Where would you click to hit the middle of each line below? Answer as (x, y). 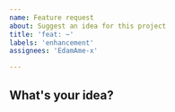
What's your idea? (61, 95)
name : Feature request (52, 17)
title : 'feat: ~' (42, 34)
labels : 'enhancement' (52, 43)
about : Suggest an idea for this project (88, 26)
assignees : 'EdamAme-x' (54, 51)
